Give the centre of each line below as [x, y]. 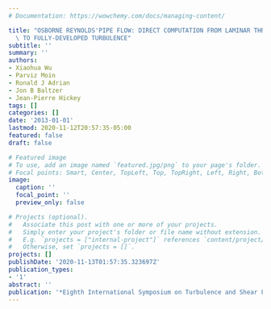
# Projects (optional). [48, 217]
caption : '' [36, 188]
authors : [23, 61]
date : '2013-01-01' [41, 121]
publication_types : [41, 269]
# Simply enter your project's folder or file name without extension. [135, 232]
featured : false [35, 136]
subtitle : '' [30, 45]
